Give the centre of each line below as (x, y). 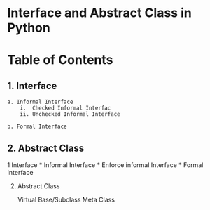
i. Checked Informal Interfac (65, 108)
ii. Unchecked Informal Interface (70, 114)
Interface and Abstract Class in (100, 13)
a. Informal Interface (40, 102)
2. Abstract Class (46, 148)
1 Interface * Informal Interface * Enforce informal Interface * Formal (105, 165)
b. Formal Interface (37, 127)
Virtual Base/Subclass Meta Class (66, 199)
